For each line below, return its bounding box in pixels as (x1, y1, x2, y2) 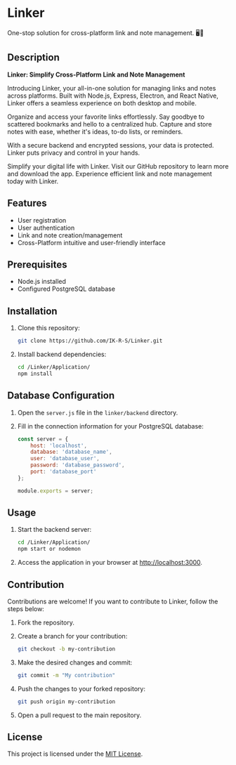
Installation (7, 305, 58, 317)
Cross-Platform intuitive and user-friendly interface (17, 238, 166, 247)
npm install (17, 370, 53, 377)
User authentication (17, 223, 75, 232)
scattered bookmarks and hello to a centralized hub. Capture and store (7, 119, 212, 128)
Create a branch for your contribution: (17, 632, 128, 640)
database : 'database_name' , (30, 448, 112, 456)
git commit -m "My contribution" (17, 672, 116, 679)
